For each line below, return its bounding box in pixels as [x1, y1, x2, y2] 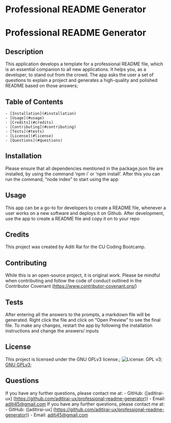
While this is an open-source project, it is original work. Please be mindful [5, 272, 160, 278]
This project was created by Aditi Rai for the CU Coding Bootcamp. [5, 244, 146, 250]
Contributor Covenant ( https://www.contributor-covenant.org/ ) [5, 283, 137, 290]
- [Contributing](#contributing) [5, 124, 77, 129]
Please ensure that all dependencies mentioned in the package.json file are [5, 165, 163, 171]
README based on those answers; [5, 83, 78, 89]
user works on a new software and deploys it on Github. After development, [5, 210, 164, 216]
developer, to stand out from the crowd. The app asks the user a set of [5, 72, 154, 78]
